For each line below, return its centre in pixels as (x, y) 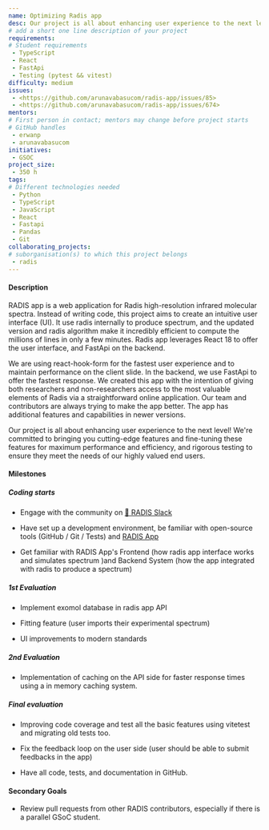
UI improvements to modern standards (83, 639)
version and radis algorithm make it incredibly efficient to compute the (124, 330)
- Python (26, 194)
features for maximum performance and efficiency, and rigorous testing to (130, 447)
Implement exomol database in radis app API (94, 608)
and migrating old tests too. (65, 733)
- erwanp (26, 135)
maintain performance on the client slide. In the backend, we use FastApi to (133, 372)
